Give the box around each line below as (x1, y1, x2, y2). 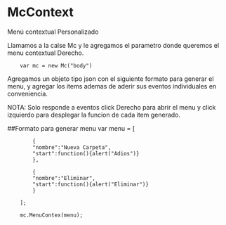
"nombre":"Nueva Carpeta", (32, 143, 112, 151)
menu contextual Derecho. (7, 49, 84, 57)
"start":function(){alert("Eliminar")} (32, 181, 149, 188)
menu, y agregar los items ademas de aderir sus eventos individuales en (7, 82, 217, 90)
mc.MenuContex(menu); (20, 212, 83, 219)
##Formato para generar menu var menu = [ (7, 124, 135, 132)
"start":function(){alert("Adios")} (32, 150, 140, 157)
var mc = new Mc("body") (20, 62, 93, 69)
